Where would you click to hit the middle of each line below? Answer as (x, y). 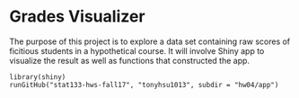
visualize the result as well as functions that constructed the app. (129, 60)
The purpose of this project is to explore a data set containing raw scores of (150, 41)
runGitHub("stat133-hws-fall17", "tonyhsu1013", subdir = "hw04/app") (144, 85)
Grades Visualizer (77, 17)
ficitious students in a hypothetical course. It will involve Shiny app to (137, 50)
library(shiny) (38, 77)
